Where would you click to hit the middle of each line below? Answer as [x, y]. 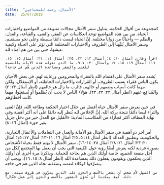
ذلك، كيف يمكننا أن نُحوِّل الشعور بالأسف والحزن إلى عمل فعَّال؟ [68, 177]
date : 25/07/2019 [24, 14]
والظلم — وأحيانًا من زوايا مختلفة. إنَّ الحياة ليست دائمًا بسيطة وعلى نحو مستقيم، [79, 39]
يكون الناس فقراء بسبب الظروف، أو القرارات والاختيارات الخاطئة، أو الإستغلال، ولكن [82, 81]
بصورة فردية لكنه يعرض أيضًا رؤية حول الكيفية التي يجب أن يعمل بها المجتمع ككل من [82, 148]
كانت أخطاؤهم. [19, 97]
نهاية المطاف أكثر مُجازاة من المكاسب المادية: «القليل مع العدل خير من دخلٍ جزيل [80, 117]
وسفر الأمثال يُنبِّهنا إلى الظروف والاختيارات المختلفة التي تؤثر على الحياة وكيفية [77, 44]
